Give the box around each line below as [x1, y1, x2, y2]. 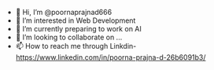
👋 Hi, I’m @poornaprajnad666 [15, 8, 113, 17]
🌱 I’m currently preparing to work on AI [15, 24, 142, 33]
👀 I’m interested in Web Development [15, 16, 136, 25]
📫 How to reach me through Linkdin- [15, 42, 137, 50]
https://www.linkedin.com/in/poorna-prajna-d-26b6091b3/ [15, 53, 206, 62]
